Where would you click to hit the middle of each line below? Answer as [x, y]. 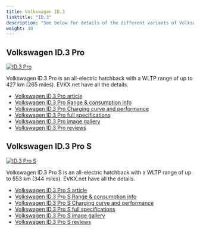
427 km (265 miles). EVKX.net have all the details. [68, 85]
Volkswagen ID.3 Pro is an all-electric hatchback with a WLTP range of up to [99, 79]
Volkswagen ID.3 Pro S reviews [53, 221]
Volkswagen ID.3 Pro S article [51, 190]
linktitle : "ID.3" [29, 17]
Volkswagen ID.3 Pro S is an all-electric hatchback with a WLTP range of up [99, 172]
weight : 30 [20, 28]
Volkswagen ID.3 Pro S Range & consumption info [76, 196]
